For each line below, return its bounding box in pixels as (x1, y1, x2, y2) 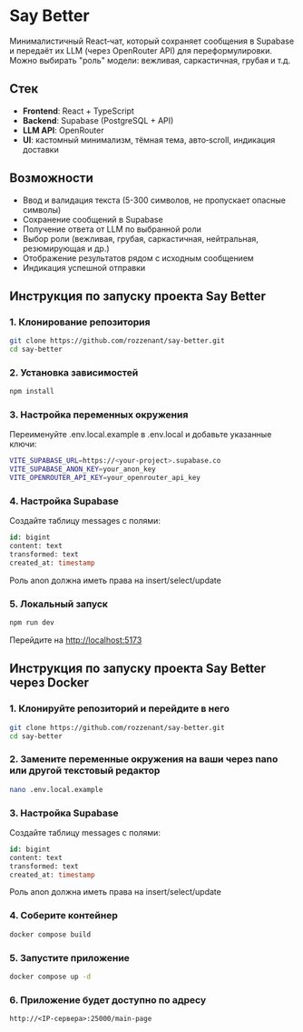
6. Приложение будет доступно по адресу (9, 993, 207, 1006)
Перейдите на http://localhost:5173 (9, 635, 142, 646)
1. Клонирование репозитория (9, 316, 151, 328)
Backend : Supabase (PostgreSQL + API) (22, 115, 174, 125)
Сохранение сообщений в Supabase (22, 214, 163, 225)
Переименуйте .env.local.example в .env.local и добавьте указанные (9, 429, 272, 440)
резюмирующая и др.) (22, 243, 111, 254)
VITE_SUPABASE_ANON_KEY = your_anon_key (9, 465, 156, 474)
